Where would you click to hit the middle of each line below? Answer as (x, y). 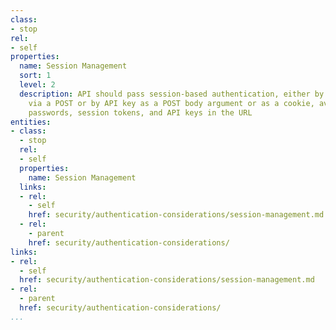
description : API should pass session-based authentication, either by (172, 94)
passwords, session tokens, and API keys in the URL (140, 112)
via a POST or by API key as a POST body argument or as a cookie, (171, 103)
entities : (31, 122)
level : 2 (37, 85)
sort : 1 (35, 76)
